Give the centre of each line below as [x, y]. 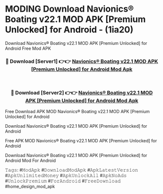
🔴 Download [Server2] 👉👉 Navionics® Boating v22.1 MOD [82, 93]
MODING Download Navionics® [69, 9]
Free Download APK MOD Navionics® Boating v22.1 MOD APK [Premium [77, 111]
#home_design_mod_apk [30, 186]
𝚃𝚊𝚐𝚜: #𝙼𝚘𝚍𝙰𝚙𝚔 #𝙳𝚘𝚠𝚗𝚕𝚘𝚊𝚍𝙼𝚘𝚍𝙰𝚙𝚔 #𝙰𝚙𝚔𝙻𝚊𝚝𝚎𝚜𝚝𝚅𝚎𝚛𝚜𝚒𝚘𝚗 [72, 170]
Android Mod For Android [30, 160]
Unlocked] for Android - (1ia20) [69, 30]
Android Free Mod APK [28, 48]
